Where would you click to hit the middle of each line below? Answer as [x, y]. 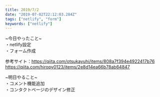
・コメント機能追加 [25, 84]
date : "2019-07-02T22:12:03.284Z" [41, 14]
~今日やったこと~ [23, 38]
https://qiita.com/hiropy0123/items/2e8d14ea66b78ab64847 [67, 67]
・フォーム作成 [20, 51]
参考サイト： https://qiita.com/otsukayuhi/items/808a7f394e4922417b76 [80, 61]
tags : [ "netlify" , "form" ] [33, 19]
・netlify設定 [18, 45]
